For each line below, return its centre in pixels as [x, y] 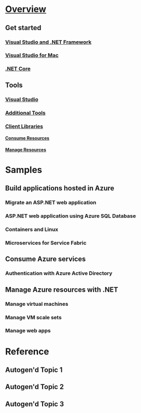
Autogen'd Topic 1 [34, 370]
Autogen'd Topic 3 [34, 404]
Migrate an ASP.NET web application [51, 202]
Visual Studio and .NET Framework [48, 42]
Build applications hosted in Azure [60, 188]
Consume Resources [27, 138]
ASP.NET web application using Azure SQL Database [70, 216]
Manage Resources [26, 149]
